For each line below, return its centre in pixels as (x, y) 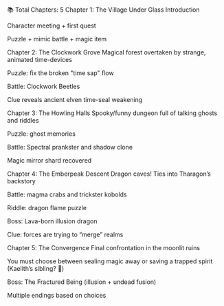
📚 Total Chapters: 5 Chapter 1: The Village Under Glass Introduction (104, 10)
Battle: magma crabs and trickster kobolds (67, 194)
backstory (21, 181)
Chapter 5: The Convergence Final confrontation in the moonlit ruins (104, 248)
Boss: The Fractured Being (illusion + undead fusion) (82, 282)
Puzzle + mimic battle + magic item (57, 39)
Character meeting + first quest (52, 25)
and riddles (23, 120)
